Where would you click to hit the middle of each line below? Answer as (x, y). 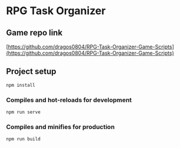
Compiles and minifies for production (60, 127)
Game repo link (34, 33)
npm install (21, 85)
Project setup (31, 72)
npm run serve (24, 112)
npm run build (24, 139)
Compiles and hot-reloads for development (69, 100)
